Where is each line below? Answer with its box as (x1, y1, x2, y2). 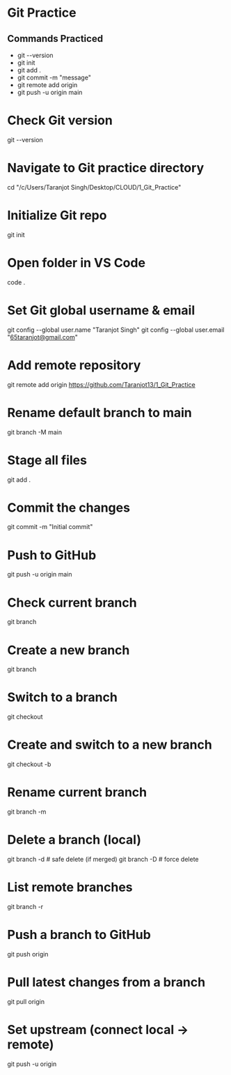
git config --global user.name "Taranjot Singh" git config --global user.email (7, 326, 225, 334)
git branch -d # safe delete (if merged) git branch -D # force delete (7, 855, 200, 863)
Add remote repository (7, 357, 141, 373)
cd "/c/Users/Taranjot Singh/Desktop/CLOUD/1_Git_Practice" (7, 183, 182, 191)
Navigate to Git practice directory (7, 160, 204, 176)
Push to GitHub (7, 547, 97, 563)
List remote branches (7, 880, 134, 895)
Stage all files (7, 452, 87, 468)
